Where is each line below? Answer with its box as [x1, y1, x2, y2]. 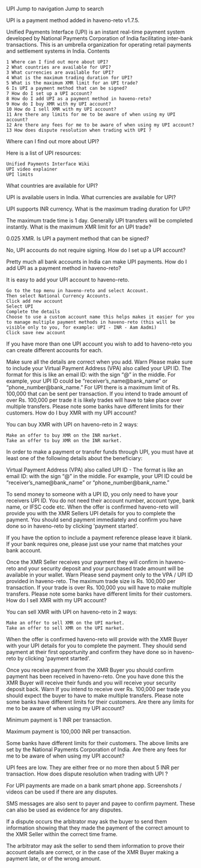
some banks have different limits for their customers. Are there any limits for [6, 698, 194, 705]
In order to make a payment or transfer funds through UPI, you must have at [6, 448, 194, 455]
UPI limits [6, 172, 34, 178]
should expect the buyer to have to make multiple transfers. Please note [6, 692, 184, 699]
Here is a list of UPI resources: [6, 149, 82, 157]
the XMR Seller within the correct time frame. [6, 831, 118, 837]
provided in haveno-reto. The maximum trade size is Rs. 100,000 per [6, 578, 176, 584]
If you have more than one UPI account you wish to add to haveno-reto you [6, 340, 192, 347]
